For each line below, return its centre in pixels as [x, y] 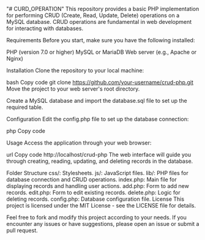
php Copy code [26, 131]
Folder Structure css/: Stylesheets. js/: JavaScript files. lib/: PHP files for [97, 173]
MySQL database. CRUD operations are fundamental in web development [99, 22]
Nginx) [15, 58]
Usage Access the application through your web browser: [79, 143]
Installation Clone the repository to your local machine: [75, 70]
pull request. [22, 230]
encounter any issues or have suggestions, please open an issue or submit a [103, 224]
